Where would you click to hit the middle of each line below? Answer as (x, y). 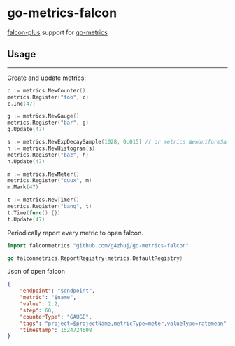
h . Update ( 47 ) (26, 161)
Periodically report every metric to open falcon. (75, 233)
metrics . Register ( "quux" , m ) (50, 181)
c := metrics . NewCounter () (47, 90)
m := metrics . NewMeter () (43, 174)
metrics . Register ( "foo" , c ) (48, 97)
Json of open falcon (36, 272)
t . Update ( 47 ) (26, 219)
